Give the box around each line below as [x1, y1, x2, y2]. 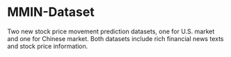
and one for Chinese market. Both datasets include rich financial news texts [7, 34, 224, 42]
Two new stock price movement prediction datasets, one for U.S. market [7, 27, 215, 35]
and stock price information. [7, 42, 88, 50]
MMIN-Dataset [7, 4, 95, 20]
